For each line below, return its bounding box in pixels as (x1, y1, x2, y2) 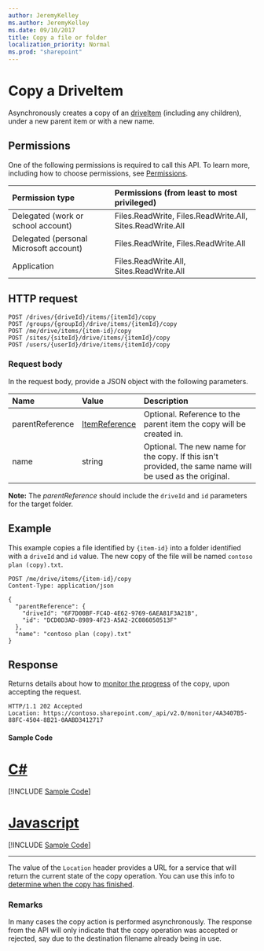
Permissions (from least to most (114, 187, 238, 198)
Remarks (8, 899, 43, 910)
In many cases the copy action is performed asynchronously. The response (8, 917, 253, 927)
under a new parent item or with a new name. (8, 116, 155, 126)
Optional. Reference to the (144, 409, 241, 420)
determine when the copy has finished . (8, 879, 135, 889)
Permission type (12, 192, 75, 203)
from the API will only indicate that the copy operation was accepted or (8, 926, 238, 935)
